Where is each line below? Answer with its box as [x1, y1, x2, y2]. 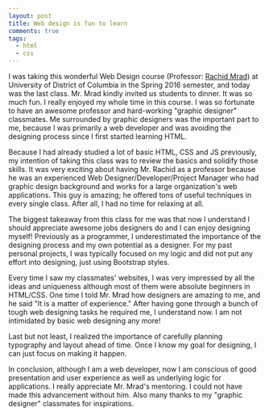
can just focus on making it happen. [8, 349, 127, 358]
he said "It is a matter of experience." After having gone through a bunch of [8, 299, 259, 308]
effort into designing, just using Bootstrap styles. [8, 258, 170, 267]
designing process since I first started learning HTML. [8, 132, 188, 141]
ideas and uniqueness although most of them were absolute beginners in [8, 282, 250, 291]
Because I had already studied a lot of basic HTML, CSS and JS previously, [8, 147, 258, 157]
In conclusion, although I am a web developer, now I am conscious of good [8, 364, 257, 374]
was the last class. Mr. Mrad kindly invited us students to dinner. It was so [8, 89, 253, 98]
